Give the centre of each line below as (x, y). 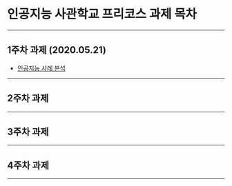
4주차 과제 (28, 165)
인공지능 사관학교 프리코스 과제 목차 (102, 14)
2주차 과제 (28, 98)
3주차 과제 (28, 132)
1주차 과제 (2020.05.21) (57, 50)
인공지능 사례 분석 (41, 68)
